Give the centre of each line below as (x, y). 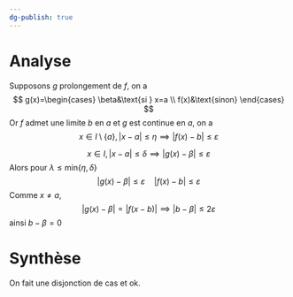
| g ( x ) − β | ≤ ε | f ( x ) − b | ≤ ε (149, 181)
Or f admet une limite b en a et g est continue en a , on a (111, 122)
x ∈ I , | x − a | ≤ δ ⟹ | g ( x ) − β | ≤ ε (149, 153)
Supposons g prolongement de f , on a (78, 86)
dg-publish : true (41, 17)
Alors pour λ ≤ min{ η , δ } (53, 167)
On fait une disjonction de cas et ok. (75, 283)
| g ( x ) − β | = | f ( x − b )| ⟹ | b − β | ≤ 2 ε (149, 209)
